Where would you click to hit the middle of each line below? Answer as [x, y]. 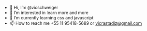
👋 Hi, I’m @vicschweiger [34, 8]
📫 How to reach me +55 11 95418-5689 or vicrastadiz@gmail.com [76, 23]
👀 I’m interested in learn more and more [49, 13]
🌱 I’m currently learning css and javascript [51, 18]
